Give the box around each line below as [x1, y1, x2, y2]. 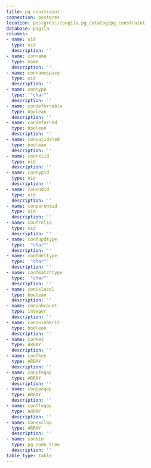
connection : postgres [6, 14, 60, 20]
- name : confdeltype [6, 253, 58, 259]
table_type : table [6, 452, 52, 458]
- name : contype [6, 87, 47, 93]
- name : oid [6, 36, 36, 42]
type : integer [11, 309, 47, 315]
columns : [6, 31, 28, 37]
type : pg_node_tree [11, 442, 60, 448]
